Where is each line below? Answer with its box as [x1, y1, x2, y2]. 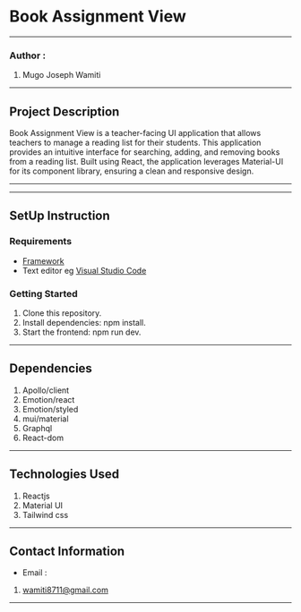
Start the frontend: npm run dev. [21, 327, 142, 337]
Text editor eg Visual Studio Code [21, 265, 147, 276]
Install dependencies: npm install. [21, 318, 146, 328]
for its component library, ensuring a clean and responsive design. [9, 166, 254, 176]
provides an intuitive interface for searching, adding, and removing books [9, 147, 280, 157]
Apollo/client [21, 385, 70, 395]
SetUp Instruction [9, 208, 110, 224]
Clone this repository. [21, 308, 102, 319]
